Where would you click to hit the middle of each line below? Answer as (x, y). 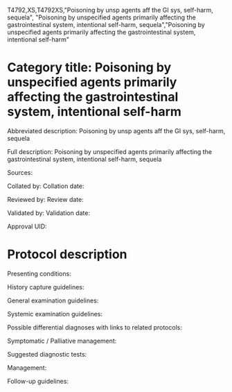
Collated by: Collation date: (46, 186)
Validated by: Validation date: (48, 213)
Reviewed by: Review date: (46, 199)
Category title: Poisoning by (89, 68)
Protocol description (67, 254)
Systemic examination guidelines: (55, 314)
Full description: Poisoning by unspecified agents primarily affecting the (110, 151)
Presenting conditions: (39, 273)
